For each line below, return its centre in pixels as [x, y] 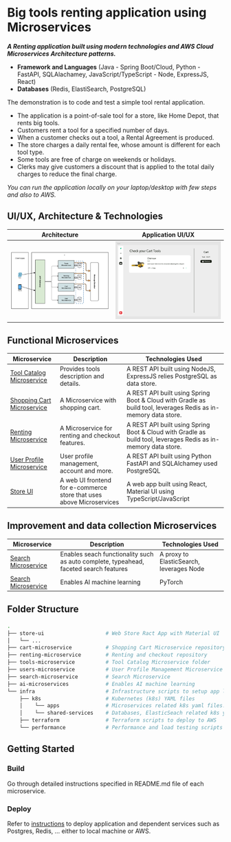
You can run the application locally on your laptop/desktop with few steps [112, 187]
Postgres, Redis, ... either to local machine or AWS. [79, 831]
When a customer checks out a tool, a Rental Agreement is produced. [115, 137]
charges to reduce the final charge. [67, 174]
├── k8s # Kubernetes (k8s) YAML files [107, 699]
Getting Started [41, 749]
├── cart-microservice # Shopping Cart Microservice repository [117, 648]
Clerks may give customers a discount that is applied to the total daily [115, 166]
